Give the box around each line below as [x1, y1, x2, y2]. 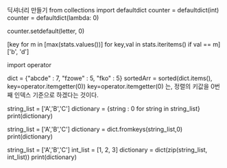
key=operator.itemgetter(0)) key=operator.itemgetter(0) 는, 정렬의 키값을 [7, 82, 209, 91]
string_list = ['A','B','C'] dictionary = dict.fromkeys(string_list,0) [7, 125, 183, 133]
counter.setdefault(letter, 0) [7, 27, 85, 35]
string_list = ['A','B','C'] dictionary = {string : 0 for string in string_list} [7, 105, 200, 112]
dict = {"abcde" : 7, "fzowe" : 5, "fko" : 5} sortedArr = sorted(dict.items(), [7, 74, 213, 82]
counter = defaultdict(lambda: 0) [7, 14, 99, 22]
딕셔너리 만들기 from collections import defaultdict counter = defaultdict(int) [7, 6, 219, 14]
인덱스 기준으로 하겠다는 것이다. [14, 91, 99, 99]
